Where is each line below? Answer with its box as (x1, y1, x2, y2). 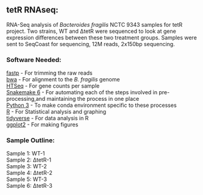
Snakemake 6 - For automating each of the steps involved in (6, 89, 157, 96)
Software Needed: (6, 55, 62, 64)
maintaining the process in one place (46, 95, 140, 103)
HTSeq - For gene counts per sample (6, 82, 100, 90)
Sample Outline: (6, 136, 55, 145)
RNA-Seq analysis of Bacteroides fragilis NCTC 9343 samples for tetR (6, 21, 183, 28)
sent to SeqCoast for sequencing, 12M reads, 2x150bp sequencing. (6, 40, 175, 47)
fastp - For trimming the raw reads (6, 69, 93, 77)
